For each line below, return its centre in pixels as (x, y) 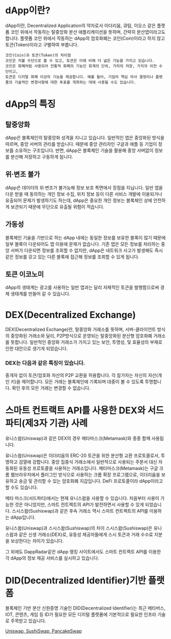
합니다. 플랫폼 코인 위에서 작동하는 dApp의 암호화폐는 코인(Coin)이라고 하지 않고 (85, 38)
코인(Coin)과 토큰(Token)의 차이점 (38, 55)
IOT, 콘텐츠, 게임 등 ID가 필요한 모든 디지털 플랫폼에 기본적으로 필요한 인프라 (81, 615)
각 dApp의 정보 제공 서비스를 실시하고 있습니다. (52, 558)
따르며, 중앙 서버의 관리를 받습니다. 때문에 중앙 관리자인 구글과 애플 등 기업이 (81, 144)
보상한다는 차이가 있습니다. (37, 541)
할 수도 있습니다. (22, 487)
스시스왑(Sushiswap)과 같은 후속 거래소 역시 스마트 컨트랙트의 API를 (80, 511)
